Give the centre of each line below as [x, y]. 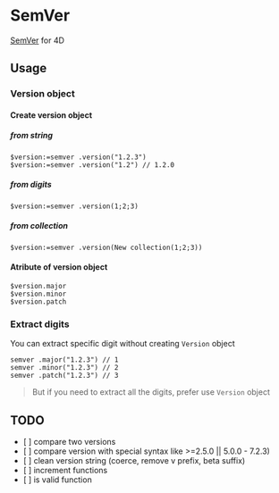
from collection [39, 226]
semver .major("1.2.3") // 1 [64, 360]
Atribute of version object [59, 267]
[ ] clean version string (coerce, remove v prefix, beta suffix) [134, 461]
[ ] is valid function [57, 480]
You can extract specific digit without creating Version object [123, 344]
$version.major [38, 286]
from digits [31, 185]
